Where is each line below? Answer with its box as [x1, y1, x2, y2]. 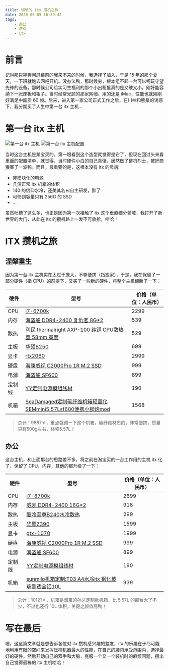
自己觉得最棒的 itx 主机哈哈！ [5, 659, 66, 665]
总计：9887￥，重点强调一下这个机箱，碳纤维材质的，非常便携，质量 [17, 420, 161, 426]
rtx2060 [25, 352, 45, 359]
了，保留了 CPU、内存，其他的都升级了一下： [5, 462, 100, 469]
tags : [5, 17, 17, 22]
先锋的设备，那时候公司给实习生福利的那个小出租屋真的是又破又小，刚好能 [5, 84, 159, 90]
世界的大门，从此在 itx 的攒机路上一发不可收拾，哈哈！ [5, 216, 119, 222]
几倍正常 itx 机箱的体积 [12, 181, 60, 187]
